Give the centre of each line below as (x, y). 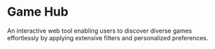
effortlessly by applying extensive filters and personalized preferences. (108, 37)
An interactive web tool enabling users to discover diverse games (100, 31)
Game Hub (38, 12)
